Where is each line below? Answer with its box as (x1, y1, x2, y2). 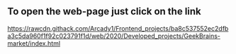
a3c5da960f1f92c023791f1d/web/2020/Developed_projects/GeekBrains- (7, 32, 221, 40)
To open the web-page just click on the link (7, 6, 202, 18)
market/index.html (7, 39, 61, 48)
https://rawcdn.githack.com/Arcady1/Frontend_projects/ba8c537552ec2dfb (7, 24, 229, 32)
